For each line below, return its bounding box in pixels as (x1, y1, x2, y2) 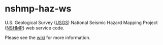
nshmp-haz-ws (5, 3, 72, 14)
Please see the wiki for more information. (5, 34, 91, 40)
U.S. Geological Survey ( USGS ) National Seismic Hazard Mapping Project (5, 19, 158, 25)
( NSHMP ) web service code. (5, 24, 64, 30)
